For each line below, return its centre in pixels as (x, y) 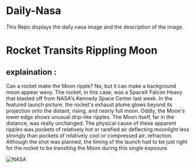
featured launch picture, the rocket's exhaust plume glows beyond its (89, 104)
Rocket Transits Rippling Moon (82, 50)
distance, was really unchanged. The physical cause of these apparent (91, 123)
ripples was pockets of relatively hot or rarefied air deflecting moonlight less (98, 129)
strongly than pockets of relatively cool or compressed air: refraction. (89, 135)
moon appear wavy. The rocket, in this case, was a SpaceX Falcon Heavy (94, 92)
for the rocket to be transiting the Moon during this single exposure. (87, 148)
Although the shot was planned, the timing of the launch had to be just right (97, 142)
